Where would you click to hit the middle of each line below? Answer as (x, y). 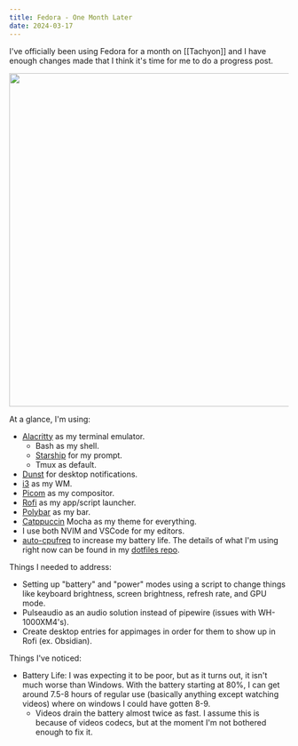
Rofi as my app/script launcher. (79, 502)
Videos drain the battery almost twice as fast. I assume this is (147, 713)
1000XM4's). (45, 622)
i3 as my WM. (47, 483)
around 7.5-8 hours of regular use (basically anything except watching (150, 694)
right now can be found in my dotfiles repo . (101, 549)
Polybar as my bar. (56, 511)
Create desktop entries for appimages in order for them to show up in (149, 631)
